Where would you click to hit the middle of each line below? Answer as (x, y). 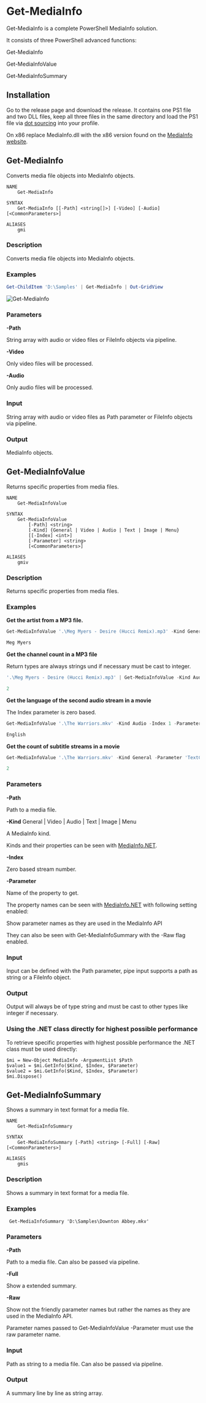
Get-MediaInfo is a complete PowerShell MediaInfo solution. (82, 28)
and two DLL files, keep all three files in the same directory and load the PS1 (102, 116)
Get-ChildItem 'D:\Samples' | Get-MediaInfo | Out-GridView (85, 287)
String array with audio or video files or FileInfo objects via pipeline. (91, 340)
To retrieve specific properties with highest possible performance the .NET (101, 1042)
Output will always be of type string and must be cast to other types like (97, 1007)
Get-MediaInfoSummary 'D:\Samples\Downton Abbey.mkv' (79, 1221)
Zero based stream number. (41, 869)
